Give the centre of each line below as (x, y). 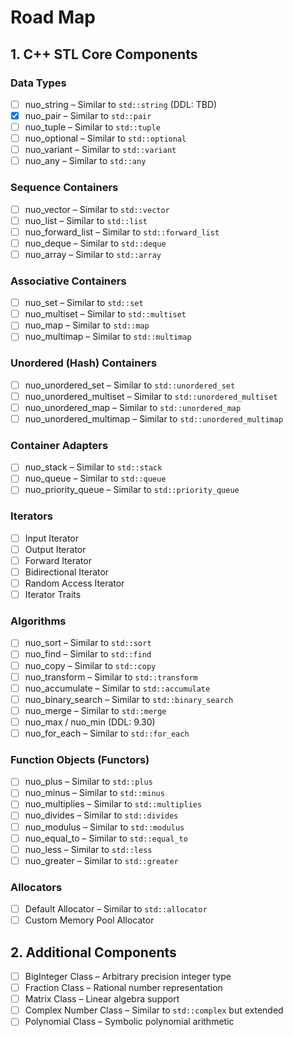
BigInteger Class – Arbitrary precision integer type (128, 976)
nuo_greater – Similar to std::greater (101, 860)
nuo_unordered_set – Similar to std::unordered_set (130, 385)
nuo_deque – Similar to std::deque (95, 243)
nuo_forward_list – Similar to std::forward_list (122, 232)
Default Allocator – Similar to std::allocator (116, 909)
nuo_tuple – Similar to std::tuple (92, 127)
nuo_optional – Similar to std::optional (105, 138)
